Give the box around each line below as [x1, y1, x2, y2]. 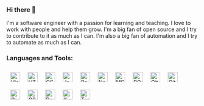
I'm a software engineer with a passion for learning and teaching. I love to [6, 19, 191, 27]
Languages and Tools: [6, 54, 73, 63]
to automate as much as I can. [6, 39, 82, 46]
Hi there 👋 [6, 5, 37, 14]
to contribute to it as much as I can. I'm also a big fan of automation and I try [6, 32, 198, 40]
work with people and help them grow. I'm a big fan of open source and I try [6, 26, 197, 33]
